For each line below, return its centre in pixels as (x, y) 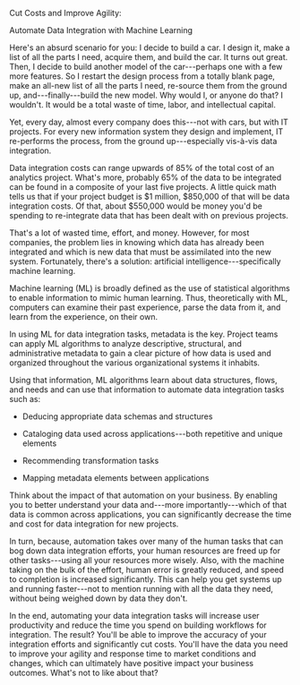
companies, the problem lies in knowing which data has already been (137, 242)
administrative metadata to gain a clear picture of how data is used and (140, 353)
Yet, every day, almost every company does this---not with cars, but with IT (149, 122)
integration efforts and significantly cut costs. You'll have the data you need (149, 644)
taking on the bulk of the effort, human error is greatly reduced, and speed (147, 569)
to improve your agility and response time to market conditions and (133, 654)
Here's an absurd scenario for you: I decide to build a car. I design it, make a (150, 47)
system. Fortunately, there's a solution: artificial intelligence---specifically (145, 261)
